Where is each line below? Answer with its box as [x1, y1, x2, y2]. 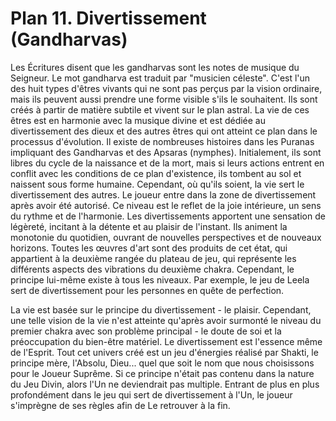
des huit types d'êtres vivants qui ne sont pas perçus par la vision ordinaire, [10, 82, 323, 94]
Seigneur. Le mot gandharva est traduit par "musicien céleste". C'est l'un [10, 72, 311, 84]
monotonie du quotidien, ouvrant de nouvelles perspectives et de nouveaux [10, 231, 322, 243]
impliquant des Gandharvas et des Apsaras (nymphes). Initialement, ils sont [10, 146, 322, 158]
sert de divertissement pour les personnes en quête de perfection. [10, 284, 285, 296]
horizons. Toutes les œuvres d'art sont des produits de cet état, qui [10, 242, 288, 254]
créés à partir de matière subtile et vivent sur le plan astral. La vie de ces [10, 103, 310, 116]
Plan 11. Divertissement [10, 7, 207, 30]
